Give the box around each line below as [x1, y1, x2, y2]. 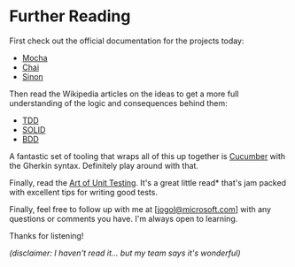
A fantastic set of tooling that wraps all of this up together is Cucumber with [9, 150, 286, 161]
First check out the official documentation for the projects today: [9, 35, 245, 46]
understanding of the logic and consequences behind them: [9, 97, 228, 108]
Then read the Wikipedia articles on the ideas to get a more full [9, 88, 239, 99]
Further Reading [9, 6, 131, 27]
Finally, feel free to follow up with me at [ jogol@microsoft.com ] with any [9, 203, 272, 214]
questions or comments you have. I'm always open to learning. [9, 213, 238, 224]
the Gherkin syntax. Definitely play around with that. [9, 160, 199, 171]
